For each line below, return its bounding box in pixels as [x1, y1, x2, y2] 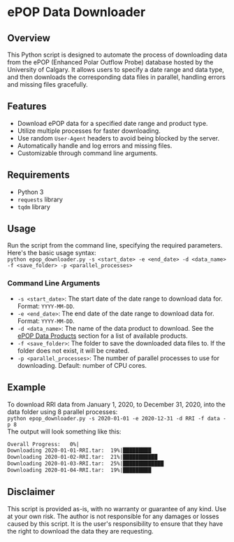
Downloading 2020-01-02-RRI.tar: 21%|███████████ [7, 454, 158, 461]
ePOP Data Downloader [7, 4, 146, 20]
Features [7, 101, 47, 113]
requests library [17, 195, 63, 204]
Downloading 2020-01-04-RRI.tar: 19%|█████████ [7, 466, 152, 474]
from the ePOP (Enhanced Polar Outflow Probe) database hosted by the [7, 58, 214, 66]
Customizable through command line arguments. [17, 148, 159, 157]
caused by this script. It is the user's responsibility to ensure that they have [7, 519, 224, 528]
